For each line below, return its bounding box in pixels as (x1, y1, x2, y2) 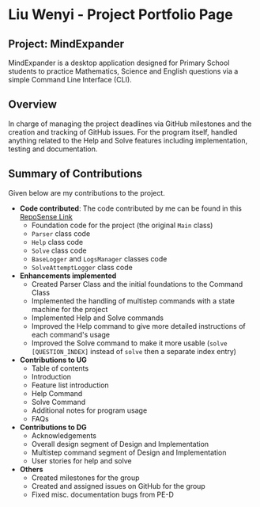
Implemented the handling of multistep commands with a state (31, 295, 236, 306)
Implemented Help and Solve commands (31, 313, 164, 322)
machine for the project (31, 304, 108, 314)
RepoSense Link (19, 212, 73, 221)
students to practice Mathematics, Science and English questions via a (8, 67, 239, 76)
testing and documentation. (8, 144, 98, 154)
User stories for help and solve (31, 456, 132, 465)
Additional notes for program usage (31, 406, 148, 415)
